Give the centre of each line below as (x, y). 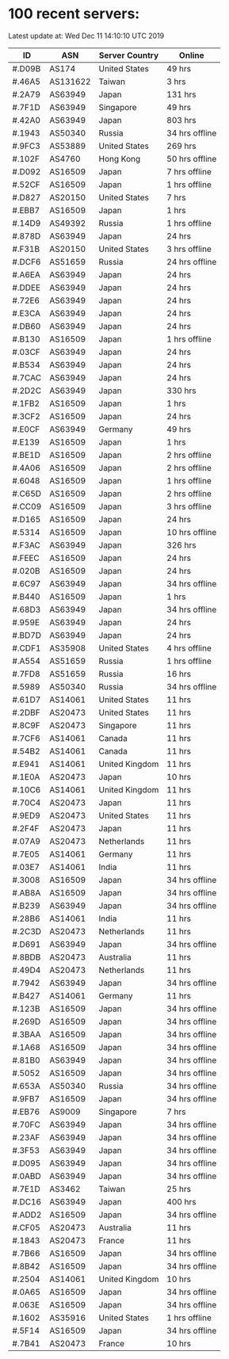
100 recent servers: (74, 14)
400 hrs (181, 1201)
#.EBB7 (26, 210)
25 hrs (179, 1189)
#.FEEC (26, 558)
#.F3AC (27, 545)
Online (191, 55)
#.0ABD (27, 1176)
